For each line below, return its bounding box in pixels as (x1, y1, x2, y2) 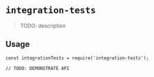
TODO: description (20, 22, 66, 29)
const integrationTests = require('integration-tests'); (5, 55, 149, 61)
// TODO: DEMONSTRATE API (5, 65, 69, 71)
